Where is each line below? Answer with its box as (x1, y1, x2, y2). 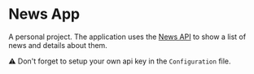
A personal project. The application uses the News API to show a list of (8, 32, 247, 41)
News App (8, 5, 80, 24)
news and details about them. (8, 40, 107, 50)
